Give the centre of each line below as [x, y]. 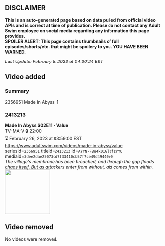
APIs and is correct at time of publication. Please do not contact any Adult [82, 25]
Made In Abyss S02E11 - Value [37, 125]
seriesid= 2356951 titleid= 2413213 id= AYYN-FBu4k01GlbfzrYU [64, 151]
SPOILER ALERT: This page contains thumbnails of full [62, 41]
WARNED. [16, 52]
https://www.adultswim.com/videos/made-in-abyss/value [64, 145]
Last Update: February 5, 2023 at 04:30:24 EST [54, 61]
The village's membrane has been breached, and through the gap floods [80, 161]
